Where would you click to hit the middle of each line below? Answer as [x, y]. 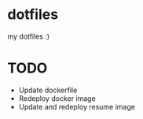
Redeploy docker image [57, 98]
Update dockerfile [48, 90]
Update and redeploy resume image [77, 106]
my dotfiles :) [29, 36]
